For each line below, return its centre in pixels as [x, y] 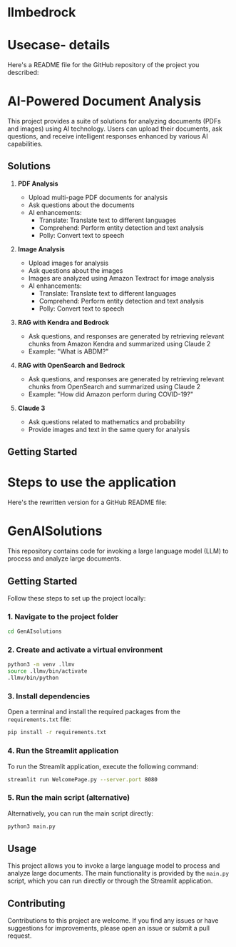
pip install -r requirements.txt [57, 733]
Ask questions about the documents [81, 205]
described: [23, 73]
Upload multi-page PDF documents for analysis [98, 197]
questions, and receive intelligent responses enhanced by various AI [108, 136]
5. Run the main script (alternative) [69, 798]
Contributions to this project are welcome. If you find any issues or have [113, 921]
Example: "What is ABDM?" [68, 351]
